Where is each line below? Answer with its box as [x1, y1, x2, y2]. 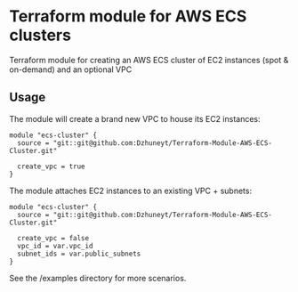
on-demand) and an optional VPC [9, 64, 133, 75]
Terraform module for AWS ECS [9, 6, 247, 27]
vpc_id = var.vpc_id [17, 241, 93, 250]
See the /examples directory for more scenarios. [9, 272, 187, 283]
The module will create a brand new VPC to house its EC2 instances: [9, 113, 261, 124]
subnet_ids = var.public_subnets [17, 249, 141, 258]
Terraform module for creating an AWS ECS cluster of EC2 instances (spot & [9, 54, 289, 65]
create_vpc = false [17, 233, 90, 242]
